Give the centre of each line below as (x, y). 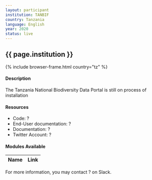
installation (17, 96)
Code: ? (21, 119)
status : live (19, 34)
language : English (25, 24)
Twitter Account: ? (32, 135)
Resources (17, 107)
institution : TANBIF (27, 15)
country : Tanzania (25, 19)
